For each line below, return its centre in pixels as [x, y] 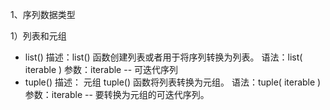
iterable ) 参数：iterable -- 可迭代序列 [101, 69]
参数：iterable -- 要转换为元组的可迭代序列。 [117, 94]
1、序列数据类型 [43, 14]
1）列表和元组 [38, 36]
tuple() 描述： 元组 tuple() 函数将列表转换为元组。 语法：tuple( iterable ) [173, 82]
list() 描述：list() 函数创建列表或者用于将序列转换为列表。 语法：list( [163, 57]
